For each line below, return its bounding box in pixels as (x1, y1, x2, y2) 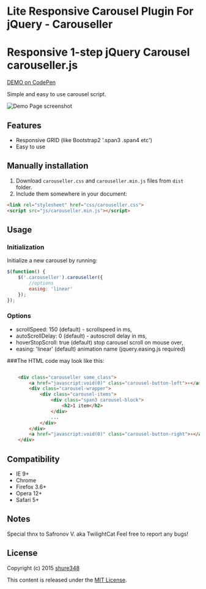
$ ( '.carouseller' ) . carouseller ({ (18, 275, 103, 281)
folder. (15, 183, 32, 191)
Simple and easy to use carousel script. (7, 91, 106, 98)
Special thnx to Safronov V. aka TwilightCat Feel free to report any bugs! (7, 530, 189, 538)
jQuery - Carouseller (7, 17, 113, 31)
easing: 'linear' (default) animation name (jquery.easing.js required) (15, 345, 186, 352)
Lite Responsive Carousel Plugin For (7, 4, 194, 18)
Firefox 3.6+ (15, 483, 47, 491)
